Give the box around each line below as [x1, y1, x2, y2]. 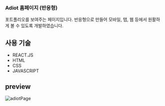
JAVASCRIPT [12, 68, 39, 74]
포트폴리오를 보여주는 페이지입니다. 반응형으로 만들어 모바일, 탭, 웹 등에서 [5, 16, 147, 23]
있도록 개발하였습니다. [20, 23, 64, 29]
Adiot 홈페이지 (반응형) [5, 4, 58, 11]
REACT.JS [12, 52, 34, 58]
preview [5, 82, 31, 91]
